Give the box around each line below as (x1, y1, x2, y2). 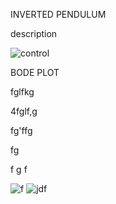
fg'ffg (10, 125, 33, 136)
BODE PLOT (10, 67, 60, 78)
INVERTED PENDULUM (10, 9, 107, 20)
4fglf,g (10, 105, 38, 117)
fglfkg (10, 86, 35, 98)
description (10, 28, 58, 39)
